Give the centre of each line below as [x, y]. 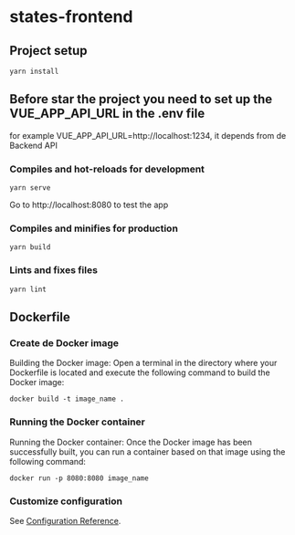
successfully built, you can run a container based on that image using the [147, 451]
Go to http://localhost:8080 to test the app [89, 205]
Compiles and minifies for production [94, 228]
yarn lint [28, 289]
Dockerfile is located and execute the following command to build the [140, 372]
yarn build [30, 247]
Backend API [33, 145]
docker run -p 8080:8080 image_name [79, 478]
